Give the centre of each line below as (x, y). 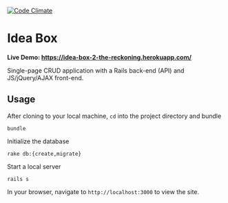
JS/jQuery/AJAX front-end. (45, 77)
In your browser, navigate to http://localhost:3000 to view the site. (103, 191)
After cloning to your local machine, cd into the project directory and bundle (114, 116)
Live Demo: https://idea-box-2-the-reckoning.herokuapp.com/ (99, 57)
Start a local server (34, 166)
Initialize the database (38, 141)
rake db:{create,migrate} (44, 154)
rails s (18, 179)
